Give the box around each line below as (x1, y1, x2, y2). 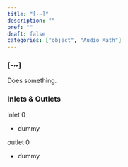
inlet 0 (7, 110, 26, 119)
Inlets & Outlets (7, 94, 62, 104)
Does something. (7, 76, 57, 85)
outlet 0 (7, 138, 30, 146)
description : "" (7, 17, 55, 24)
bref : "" (7, 23, 33, 31)
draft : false (7, 30, 46, 38)
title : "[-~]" (7, 10, 50, 18)
